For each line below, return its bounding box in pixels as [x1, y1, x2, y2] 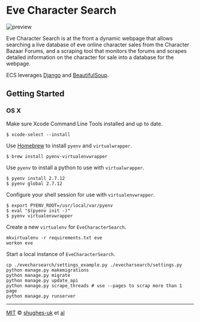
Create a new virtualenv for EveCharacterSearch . [6, 223, 127, 231]
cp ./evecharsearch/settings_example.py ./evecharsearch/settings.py [6, 262, 183, 268]
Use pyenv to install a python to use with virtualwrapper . [6, 164, 145, 171]
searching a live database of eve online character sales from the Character [6, 41, 189, 48]
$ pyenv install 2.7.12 [6, 175, 65, 181]
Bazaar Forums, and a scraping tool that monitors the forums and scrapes [6, 47, 187, 54]
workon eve [6, 240, 33, 246]
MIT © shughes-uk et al [6, 309, 65, 316]
